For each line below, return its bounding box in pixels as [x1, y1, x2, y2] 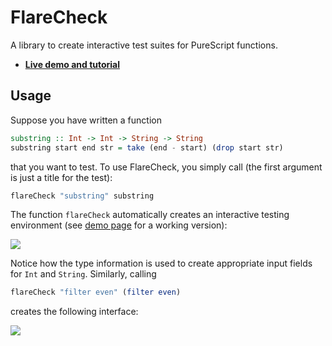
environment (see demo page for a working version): [10, 219, 228, 231]
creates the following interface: [10, 306, 139, 318]
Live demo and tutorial [24, 58, 121, 70]
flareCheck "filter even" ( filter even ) [10, 287, 182, 298]
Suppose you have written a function [10, 114, 162, 126]
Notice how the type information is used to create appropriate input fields [10, 257, 313, 270]
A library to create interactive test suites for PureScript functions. [10, 39, 278, 51]
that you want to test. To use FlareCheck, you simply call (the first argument [10, 161, 323, 173]
